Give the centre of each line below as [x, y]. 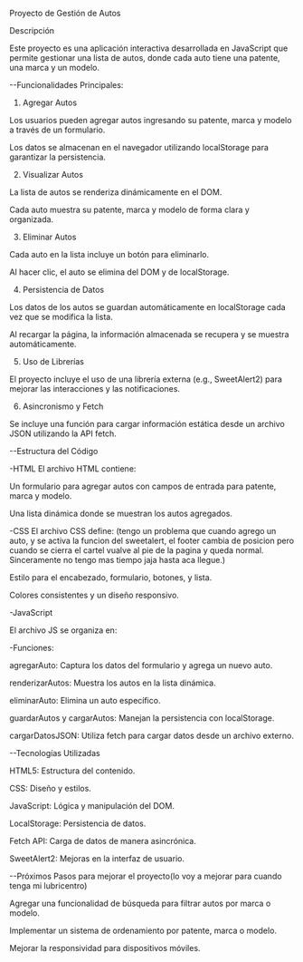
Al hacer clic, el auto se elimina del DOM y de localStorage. [119, 272]
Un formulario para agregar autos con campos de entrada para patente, [143, 486]
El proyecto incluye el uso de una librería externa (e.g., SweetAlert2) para [146, 379]
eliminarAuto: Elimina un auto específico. [85, 700]
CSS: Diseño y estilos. [51, 788]
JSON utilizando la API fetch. [63, 433]
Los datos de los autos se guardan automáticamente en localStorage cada [148, 307]
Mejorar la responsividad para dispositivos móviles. [105, 948]
